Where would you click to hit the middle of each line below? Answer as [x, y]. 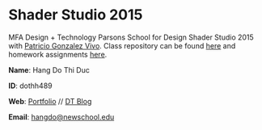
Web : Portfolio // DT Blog [50, 101]
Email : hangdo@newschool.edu [61, 117]
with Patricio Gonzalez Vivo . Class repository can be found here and [122, 45]
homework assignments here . [58, 54]
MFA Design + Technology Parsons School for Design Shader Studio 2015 [131, 37]
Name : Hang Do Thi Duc [49, 69]
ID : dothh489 [30, 86]
